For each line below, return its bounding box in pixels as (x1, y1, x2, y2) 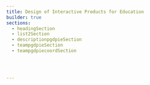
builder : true (6, 14, 42, 20)
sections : (6, 20, 31, 26)
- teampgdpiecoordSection (11, 48, 77, 54)
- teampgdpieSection (11, 42, 63, 48)
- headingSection (11, 25, 55, 32)
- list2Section (11, 31, 50, 37)
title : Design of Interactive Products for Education (6, 8, 145, 15)
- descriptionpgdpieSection (11, 37, 83, 42)
